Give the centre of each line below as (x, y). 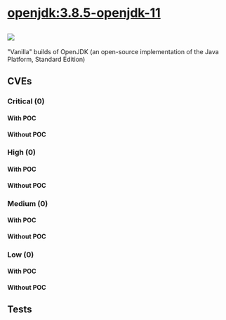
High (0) (22, 153)
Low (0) (21, 255)
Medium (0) (28, 203)
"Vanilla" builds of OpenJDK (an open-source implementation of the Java (113, 52)
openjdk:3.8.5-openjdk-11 (84, 13)
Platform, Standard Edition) (46, 59)
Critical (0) (26, 101)
